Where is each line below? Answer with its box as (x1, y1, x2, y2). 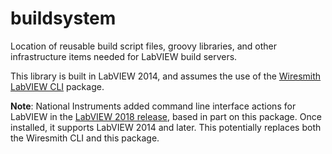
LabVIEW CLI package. (10, 80, 105, 92)
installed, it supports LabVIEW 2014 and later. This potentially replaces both (10, 121, 322, 133)
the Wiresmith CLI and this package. (10, 132, 160, 144)
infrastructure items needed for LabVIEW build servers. (10, 50, 238, 62)
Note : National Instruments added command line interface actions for (10, 100, 297, 112)
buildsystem (10, 7, 117, 30)
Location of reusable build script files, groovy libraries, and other (10, 40, 278, 52)
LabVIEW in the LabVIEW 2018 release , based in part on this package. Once (10, 110, 322, 122)
